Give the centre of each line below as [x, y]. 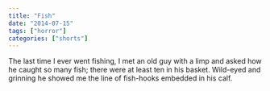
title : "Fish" [32, 16]
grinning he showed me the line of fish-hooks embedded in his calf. [120, 78]
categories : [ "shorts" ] [48, 38]
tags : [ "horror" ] [37, 31]
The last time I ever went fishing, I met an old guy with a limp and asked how [135, 61]
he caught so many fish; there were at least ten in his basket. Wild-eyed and [135, 70]
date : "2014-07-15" [41, 23]
